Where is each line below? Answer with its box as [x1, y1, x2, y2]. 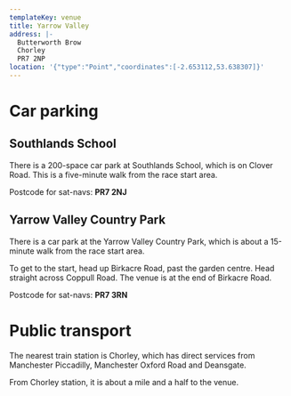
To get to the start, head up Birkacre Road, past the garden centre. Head [9, 263, 275, 273]
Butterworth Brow [17, 37, 82, 47]
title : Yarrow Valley [9, 21, 90, 30]
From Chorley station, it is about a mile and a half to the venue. [9, 376, 238, 387]
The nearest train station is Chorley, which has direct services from [9, 350, 255, 360]
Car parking [9, 101, 99, 121]
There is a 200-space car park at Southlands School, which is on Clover [9, 159, 273, 170]
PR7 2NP [17, 54, 46, 63]
